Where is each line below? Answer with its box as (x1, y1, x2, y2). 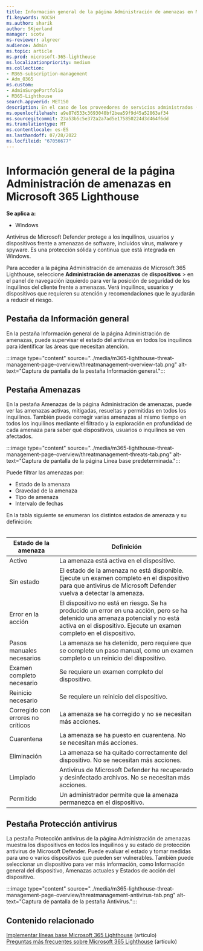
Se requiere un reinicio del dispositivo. (59, 692, 168, 701)
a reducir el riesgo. (6, 296, 53, 303)
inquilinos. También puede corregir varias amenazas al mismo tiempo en (6, 413, 187, 421)
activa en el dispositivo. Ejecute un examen (59, 622, 182, 630)
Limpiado (9, 773, 36, 782)
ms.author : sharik (6, 20, 53, 26)
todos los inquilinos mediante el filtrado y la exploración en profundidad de (6, 420, 192, 427)
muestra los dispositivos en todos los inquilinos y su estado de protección (6, 841, 190, 849)
